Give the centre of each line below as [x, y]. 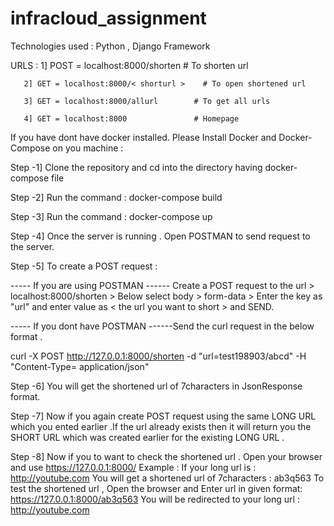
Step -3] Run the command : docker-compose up [111, 216]
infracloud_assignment [108, 18]
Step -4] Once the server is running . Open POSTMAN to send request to [160, 236]
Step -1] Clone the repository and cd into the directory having [136, 167]
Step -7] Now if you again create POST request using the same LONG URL [163, 416]
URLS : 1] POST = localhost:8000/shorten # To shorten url [129, 65]
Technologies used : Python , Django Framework [110, 46]
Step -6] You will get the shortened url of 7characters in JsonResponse [156, 386]
